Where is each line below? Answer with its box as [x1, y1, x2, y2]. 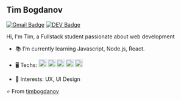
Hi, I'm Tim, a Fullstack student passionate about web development [6, 33, 175, 40]
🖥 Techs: [15, 61, 38, 69]
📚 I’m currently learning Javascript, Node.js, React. [15, 45, 145, 52]
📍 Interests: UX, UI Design [15, 75, 80, 83]
